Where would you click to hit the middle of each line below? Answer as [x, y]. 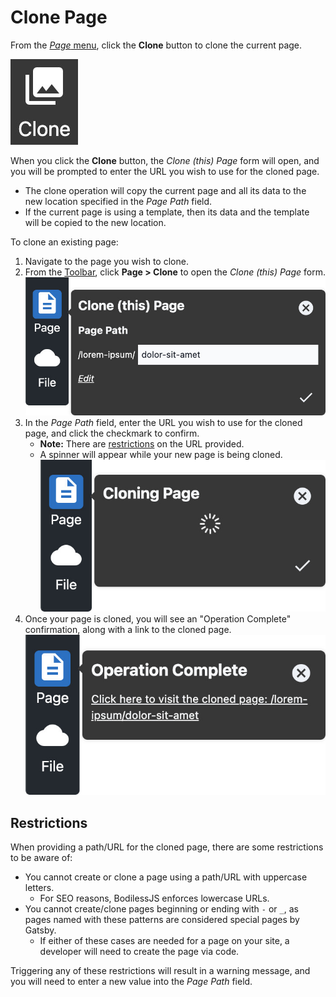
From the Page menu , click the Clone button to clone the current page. [156, 45]
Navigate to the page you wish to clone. [106, 261]
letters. [39, 888]
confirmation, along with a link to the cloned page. [128, 630]
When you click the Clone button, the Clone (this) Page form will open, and [165, 160]
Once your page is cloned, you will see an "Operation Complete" [158, 619]
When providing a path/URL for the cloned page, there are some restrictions [167, 847]
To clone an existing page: [64, 242]
